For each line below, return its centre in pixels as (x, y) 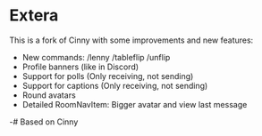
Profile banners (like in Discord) (80, 67)
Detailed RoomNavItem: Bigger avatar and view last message (135, 104)
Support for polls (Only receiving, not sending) (108, 76)
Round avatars (49, 95)
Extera (34, 16)
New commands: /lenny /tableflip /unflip (96, 57)
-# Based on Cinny (44, 122)
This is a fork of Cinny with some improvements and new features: (131, 40)
